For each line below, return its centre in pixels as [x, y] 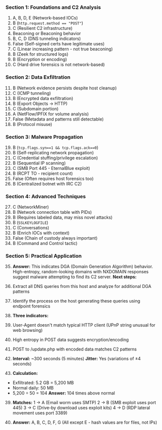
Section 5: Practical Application [44, 256]
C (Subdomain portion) [36, 108]
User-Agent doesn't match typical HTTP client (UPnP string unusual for [84, 325]
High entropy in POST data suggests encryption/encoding [71, 340]
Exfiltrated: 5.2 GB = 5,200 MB [43, 383]
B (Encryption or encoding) [40, 60]
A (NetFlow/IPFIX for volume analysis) [51, 114]
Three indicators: [30, 316]
